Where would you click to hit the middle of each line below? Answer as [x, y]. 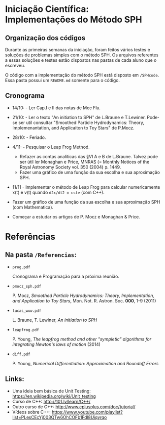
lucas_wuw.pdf [27, 311]
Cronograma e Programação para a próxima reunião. [66, 276]
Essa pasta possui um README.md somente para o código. [62, 80]
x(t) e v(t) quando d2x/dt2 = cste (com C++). [58, 192]
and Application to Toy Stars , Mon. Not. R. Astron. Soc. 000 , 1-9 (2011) [84, 300]
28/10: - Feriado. [29, 137]
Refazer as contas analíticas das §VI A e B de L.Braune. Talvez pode [89, 156]
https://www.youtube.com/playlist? [87, 412]
